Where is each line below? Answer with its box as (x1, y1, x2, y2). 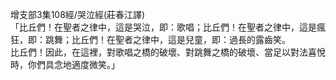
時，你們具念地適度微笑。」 (10, 59, 120, 70)
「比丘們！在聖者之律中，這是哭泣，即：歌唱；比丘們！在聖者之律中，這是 (10, 21, 317, 33)
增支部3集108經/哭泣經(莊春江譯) (10, 9, 146, 20)
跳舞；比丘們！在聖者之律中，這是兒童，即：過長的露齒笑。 (44, 34, 291, 45)
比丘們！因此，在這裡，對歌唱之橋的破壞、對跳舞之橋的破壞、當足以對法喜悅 (10, 46, 326, 58)
